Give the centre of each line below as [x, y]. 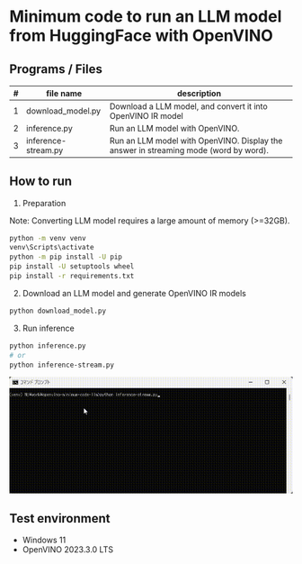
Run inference [48, 328]
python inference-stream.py [62, 365]
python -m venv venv [48, 238]
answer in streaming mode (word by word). [189, 150]
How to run [41, 182]
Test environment [60, 519]
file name [64, 93]
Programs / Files [56, 69]
